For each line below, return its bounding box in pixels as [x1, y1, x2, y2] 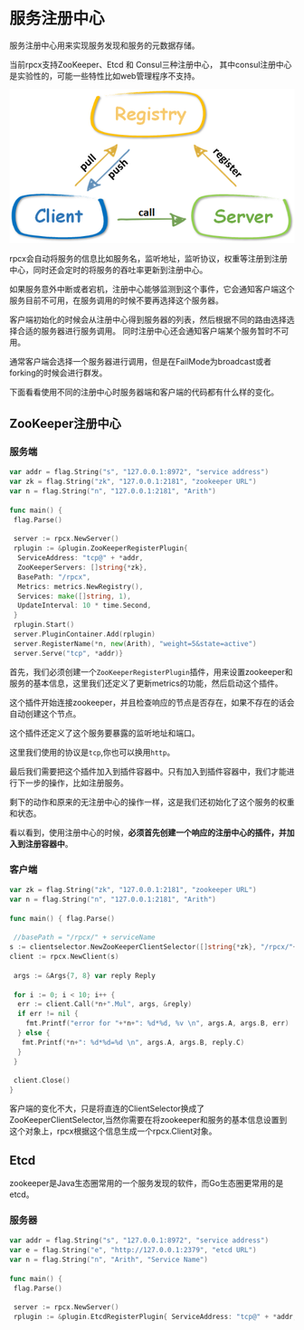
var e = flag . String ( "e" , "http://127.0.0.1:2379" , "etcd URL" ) [9, 1246, 257, 1255]
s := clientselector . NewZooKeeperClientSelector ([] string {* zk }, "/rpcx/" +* [9, 943, 301, 952]
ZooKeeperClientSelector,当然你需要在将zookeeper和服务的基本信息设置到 [9, 1115, 288, 1126]
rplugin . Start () [13, 621, 75, 630]
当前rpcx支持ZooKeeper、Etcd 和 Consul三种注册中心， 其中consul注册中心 [9, 59, 292, 70]
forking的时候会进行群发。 [9, 367, 108, 378]
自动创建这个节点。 [9, 708, 81, 719]
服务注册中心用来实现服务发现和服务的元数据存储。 [9, 40, 200, 51]
